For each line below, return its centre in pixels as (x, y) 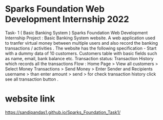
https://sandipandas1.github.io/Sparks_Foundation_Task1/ (63, 112)
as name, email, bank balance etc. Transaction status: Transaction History (79, 58)
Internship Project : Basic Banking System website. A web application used (80, 38)
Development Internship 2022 (67, 19)
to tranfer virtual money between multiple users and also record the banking (81, 43)
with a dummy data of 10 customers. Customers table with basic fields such (81, 53)
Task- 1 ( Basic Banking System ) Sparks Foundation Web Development (76, 33)
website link (30, 99)
